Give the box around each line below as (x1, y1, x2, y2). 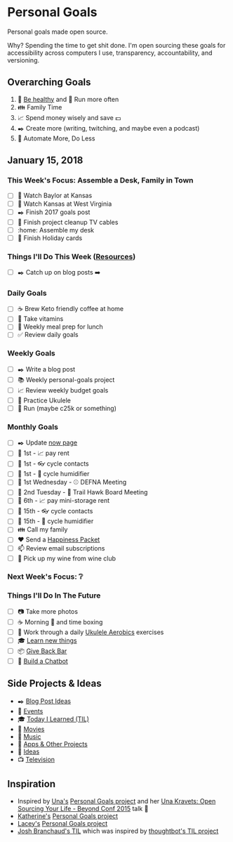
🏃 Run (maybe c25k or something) (17, 404, 117, 412)
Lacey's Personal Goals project (17, 819, 108, 827)
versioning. (7, 55, 40, 64)
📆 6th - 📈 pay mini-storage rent (17, 496, 110, 505)
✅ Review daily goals (17, 331, 79, 339)
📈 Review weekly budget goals (17, 386, 109, 394)
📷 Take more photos (17, 607, 79, 615)
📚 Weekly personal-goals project (17, 375, 115, 383)
